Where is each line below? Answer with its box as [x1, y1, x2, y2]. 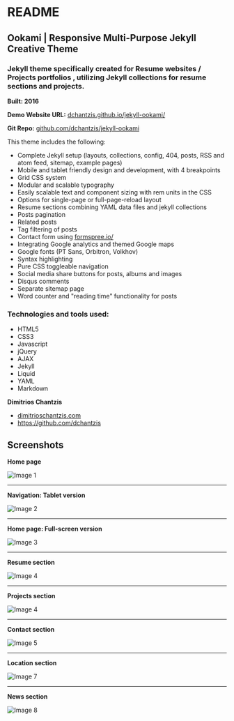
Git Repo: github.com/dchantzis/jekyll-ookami [7, 123, 140, 132]
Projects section [7, 591, 56, 600]
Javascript [17, 340, 48, 349]
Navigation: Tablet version [7, 491, 86, 499]
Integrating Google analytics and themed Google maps [17, 240, 175, 248]
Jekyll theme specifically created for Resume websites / [7, 63, 201, 73]
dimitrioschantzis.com [17, 411, 81, 420]
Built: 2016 [7, 97, 40, 105]
